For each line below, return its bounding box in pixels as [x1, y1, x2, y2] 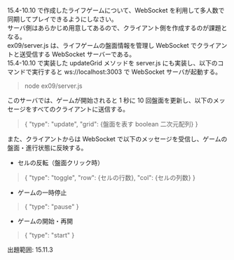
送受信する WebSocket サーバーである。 [19, 50, 136, 58]
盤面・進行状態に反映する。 [7, 143, 88, 152]
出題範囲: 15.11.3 [7, 245, 54, 254]
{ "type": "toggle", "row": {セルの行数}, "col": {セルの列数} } [24, 174, 196, 181]
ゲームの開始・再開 [17, 217, 74, 225]
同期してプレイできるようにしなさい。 [7, 15, 118, 23]
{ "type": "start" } [24, 231, 75, 239]
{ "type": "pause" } [24, 202, 79, 211]
